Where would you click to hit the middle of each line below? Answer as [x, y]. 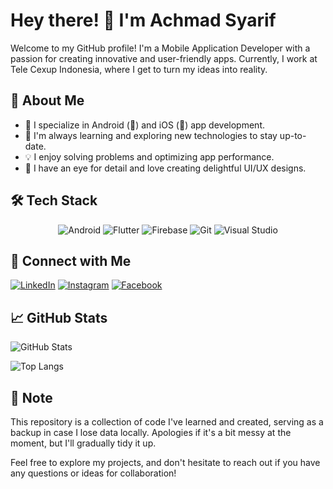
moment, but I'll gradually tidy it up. [83, 443]
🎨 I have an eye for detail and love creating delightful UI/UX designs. [165, 168]
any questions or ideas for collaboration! [93, 473]
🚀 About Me [47, 100]
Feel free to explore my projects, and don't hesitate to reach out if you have [165, 462]
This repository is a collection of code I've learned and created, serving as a [167, 422]
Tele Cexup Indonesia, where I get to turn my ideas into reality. [139, 69]
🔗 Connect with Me [71, 260]
